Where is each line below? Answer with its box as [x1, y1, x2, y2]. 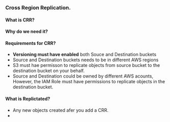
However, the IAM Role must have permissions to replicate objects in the [12, 79, 165, 85]
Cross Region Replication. [5, 4, 71, 11]
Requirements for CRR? [5, 40, 56, 46]
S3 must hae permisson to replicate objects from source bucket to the [12, 62, 160, 68]
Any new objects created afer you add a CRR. [12, 107, 109, 113]
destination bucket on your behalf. [12, 68, 85, 74]
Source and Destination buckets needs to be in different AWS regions [12, 57, 159, 63]
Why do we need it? [5, 29, 48, 35]
